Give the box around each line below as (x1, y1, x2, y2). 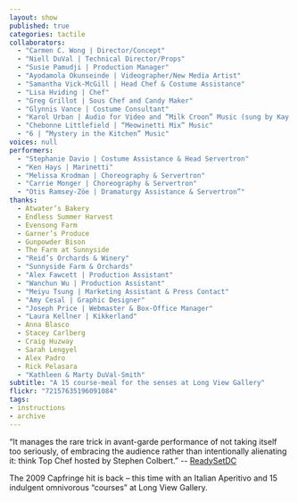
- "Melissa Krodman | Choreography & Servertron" (17, 171, 205, 180)
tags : (9, 395, 29, 405)
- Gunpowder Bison (17, 238, 87, 247)
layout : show (9, 13, 58, 22)
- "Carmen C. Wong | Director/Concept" (17, 46, 166, 55)
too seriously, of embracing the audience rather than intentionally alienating (9, 446, 287, 456)
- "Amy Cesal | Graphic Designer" (17, 296, 145, 305)
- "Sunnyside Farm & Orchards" (17, 263, 134, 272)
